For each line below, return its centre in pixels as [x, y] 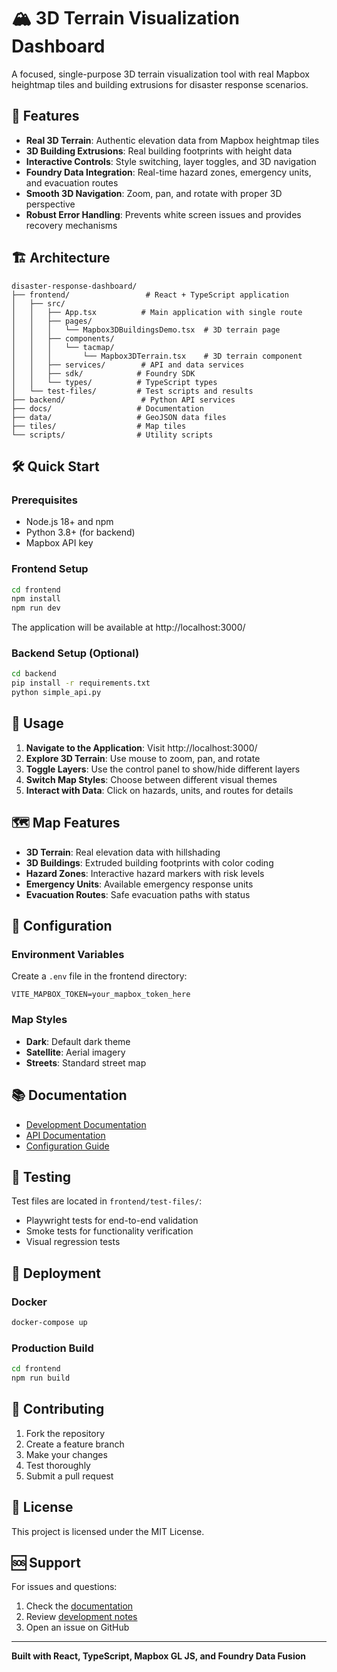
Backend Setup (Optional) [75, 653]
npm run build [41, 1378]
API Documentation [65, 1135]
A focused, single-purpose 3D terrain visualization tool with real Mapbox [160, 74]
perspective [50, 204]
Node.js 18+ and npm [69, 522]
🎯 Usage [37, 723]
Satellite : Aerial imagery [75, 1052]
